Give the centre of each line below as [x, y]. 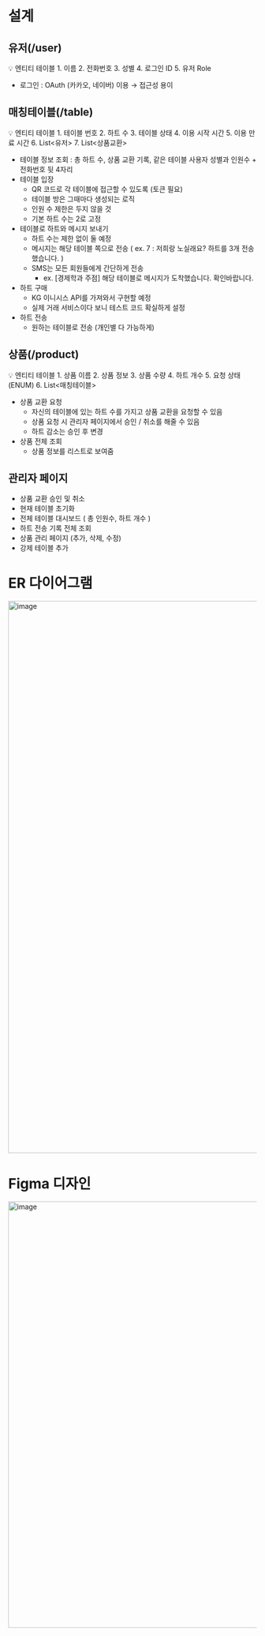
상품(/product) [44, 355]
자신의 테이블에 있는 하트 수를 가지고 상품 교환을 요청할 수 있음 [127, 411]
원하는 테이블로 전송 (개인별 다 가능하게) [93, 327]
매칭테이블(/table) [51, 113]
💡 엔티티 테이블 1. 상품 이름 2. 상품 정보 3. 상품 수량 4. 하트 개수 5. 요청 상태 [124, 375]
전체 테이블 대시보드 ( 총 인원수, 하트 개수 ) [85, 519]
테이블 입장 [37, 179]
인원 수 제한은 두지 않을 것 [71, 208]
